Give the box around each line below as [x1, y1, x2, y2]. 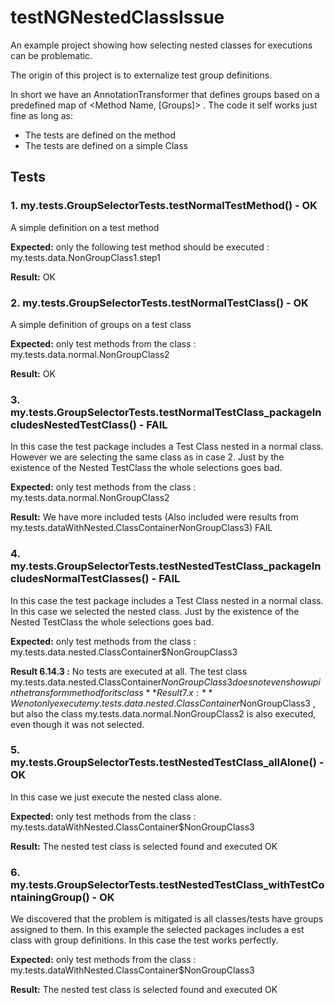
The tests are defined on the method [24, 129, 177, 141]
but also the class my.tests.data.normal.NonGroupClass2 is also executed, [10, 707, 317, 720]
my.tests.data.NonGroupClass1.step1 [10, 251, 161, 263]
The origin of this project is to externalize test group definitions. [10, 69, 273, 81]
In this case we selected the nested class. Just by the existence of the [10, 605, 300, 617]
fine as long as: [10, 109, 73, 121]
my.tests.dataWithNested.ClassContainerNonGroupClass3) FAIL [10, 522, 273, 534]
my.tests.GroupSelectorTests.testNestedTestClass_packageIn [10, 559, 322, 573]
